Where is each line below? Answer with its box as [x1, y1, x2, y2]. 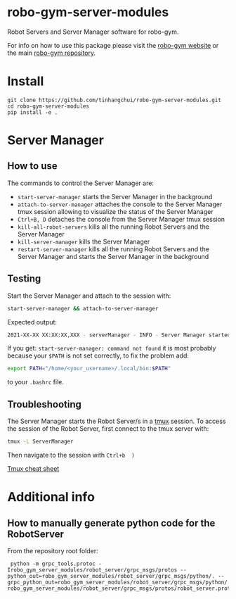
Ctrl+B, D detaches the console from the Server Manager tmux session [17, 215, 225, 223]
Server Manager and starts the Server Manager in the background [17, 252, 209, 260]
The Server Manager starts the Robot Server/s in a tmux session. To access [7, 417, 226, 426]
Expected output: [7, 317, 58, 326]
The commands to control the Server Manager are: [7, 179, 155, 187]
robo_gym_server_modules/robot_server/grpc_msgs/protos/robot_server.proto [7, 585, 234, 592]
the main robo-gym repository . [7, 49, 96, 57]
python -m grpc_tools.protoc [10, 560, 96, 567]
